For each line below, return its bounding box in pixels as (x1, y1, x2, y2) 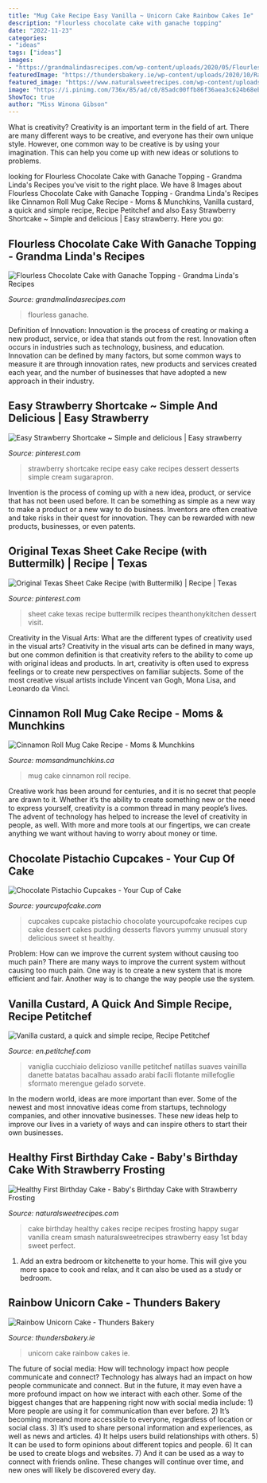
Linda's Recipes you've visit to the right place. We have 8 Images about (8, 180, 242, 190)
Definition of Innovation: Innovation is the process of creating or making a (8, 325, 249, 335)
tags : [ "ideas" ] (8, 49, 62, 57)
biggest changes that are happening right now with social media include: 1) (8, 1397, 253, 1407)
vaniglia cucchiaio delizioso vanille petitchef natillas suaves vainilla (27, 1062, 247, 1071)
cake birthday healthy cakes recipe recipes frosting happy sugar (27, 1223, 239, 1233)
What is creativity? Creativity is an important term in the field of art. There (8, 123, 250, 132)
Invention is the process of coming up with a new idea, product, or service (8, 487, 252, 497)
